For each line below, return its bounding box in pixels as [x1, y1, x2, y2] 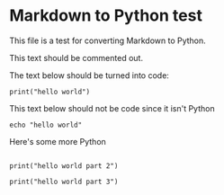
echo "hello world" [9, 120, 83, 129]
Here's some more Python [9, 136, 106, 146]
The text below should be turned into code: [9, 69, 169, 81]
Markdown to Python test [9, 5, 202, 26]
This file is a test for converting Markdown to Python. [9, 35, 207, 46]
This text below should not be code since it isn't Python [9, 102, 215, 113]
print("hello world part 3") [9, 177, 119, 186]
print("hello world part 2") [9, 161, 119, 171]
